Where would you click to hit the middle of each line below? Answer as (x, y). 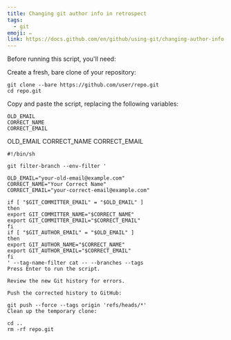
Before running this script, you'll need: (62, 59)
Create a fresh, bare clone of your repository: (72, 73)
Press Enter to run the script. (54, 269)
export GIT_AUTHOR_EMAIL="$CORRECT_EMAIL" (69, 251)
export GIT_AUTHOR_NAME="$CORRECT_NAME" (66, 245)
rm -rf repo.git (30, 330)
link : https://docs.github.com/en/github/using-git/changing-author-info (116, 39)
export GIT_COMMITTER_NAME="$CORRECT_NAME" (71, 215)
